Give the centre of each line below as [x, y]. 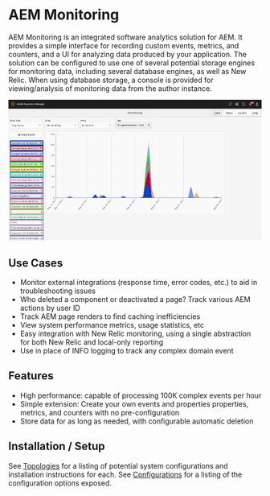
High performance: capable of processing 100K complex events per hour [141, 395]
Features [31, 376]
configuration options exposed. [60, 483]
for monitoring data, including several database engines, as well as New [127, 71]
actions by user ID [50, 308]
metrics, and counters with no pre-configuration [100, 412]
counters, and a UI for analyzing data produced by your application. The [128, 54]
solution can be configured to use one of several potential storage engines [132, 63]
